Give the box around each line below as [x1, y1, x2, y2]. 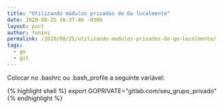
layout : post [7, 23, 45, 29]
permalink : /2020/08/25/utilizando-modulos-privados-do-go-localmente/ [7, 36, 216, 43]
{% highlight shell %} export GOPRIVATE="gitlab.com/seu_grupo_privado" [7, 86, 218, 95]
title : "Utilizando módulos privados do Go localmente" [7, 10, 170, 17]
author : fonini [7, 29, 51, 36]
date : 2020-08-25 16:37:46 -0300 [7, 16, 103, 23]
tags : [7, 42, 23, 49]
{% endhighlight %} [7, 94, 63, 102]
